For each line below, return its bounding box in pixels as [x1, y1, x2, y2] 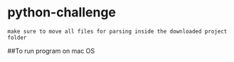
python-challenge [7, 4, 116, 21]
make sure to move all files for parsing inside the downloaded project [7, 28, 228, 35]
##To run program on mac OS [7, 46, 95, 55]
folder [7, 33, 27, 41]
